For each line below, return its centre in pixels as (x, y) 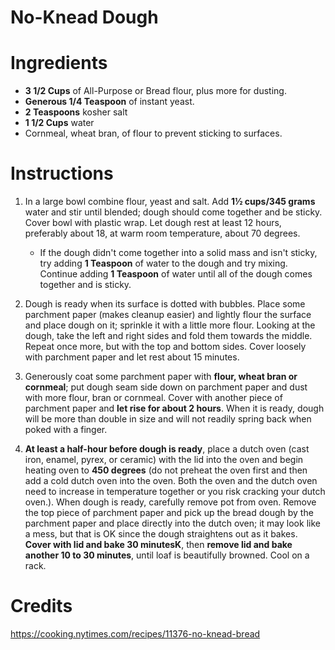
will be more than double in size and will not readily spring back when (168, 419)
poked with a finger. (66, 430)
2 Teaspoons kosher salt (76, 112)
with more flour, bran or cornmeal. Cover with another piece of (153, 398)
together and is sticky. (85, 285)
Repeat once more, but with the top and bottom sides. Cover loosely (165, 347)
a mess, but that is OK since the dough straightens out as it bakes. (161, 534)
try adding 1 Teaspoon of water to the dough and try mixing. (163, 263)
